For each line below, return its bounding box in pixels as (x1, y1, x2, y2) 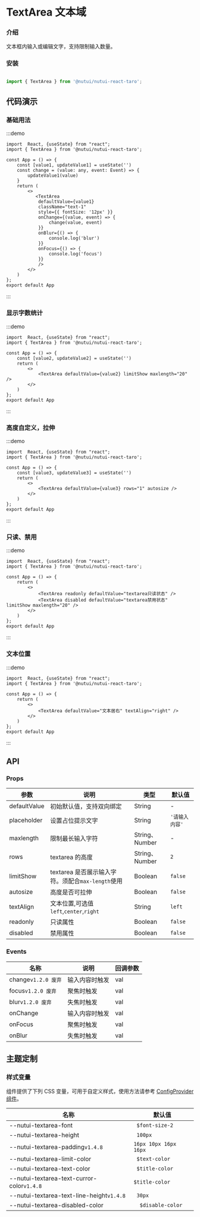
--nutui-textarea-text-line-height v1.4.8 (9, 1191, 126, 1200)
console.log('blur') (48, 235, 100, 242)
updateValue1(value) (27, 172, 79, 179)
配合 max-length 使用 (68, 877, 123, 885)
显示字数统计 (6, 309, 43, 317)
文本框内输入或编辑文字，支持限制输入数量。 (6, 43, 116, 50)
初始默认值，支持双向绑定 (50, 802, 122, 811)
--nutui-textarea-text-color (9, 1164, 90, 1173)
